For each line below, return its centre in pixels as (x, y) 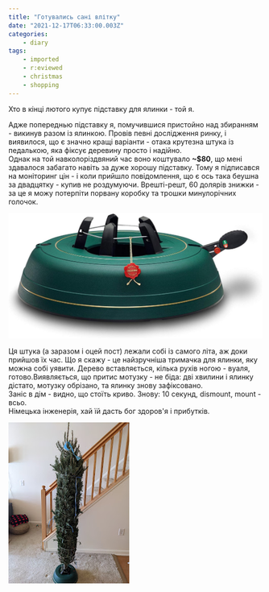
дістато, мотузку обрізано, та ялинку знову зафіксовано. (106, 386)
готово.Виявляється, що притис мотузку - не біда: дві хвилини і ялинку (131, 377)
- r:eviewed (43, 68)
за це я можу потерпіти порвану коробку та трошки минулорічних (122, 193)
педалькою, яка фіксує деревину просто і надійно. (95, 150)
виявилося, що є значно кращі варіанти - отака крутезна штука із (121, 142)
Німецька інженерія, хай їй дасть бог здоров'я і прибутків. (109, 412)
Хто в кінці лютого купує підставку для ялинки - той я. (101, 109)
